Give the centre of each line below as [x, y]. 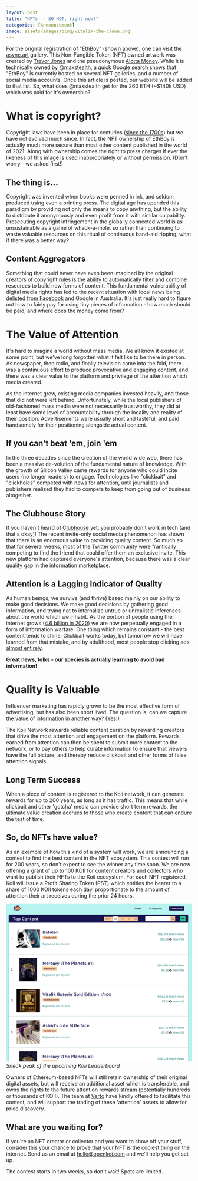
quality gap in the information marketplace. [58, 565]
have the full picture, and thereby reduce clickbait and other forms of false [96, 755]
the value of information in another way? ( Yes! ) [63, 718]
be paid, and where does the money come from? [65, 311]
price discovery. [26, 1109]
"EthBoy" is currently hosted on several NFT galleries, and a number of [92, 74]
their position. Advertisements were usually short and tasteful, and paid [93, 418]
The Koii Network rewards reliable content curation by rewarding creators [95, 730]
